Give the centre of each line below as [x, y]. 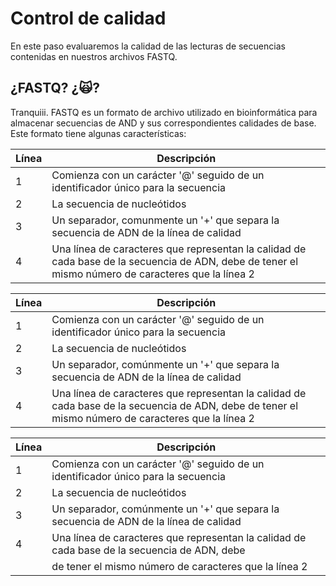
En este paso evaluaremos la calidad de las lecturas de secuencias [148, 46]
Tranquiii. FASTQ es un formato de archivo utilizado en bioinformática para [164, 112]
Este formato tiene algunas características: [98, 133]
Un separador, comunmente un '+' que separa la [165, 220]
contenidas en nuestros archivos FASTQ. [94, 56]
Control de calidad [88, 18]
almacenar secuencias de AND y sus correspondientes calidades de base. [163, 123]
